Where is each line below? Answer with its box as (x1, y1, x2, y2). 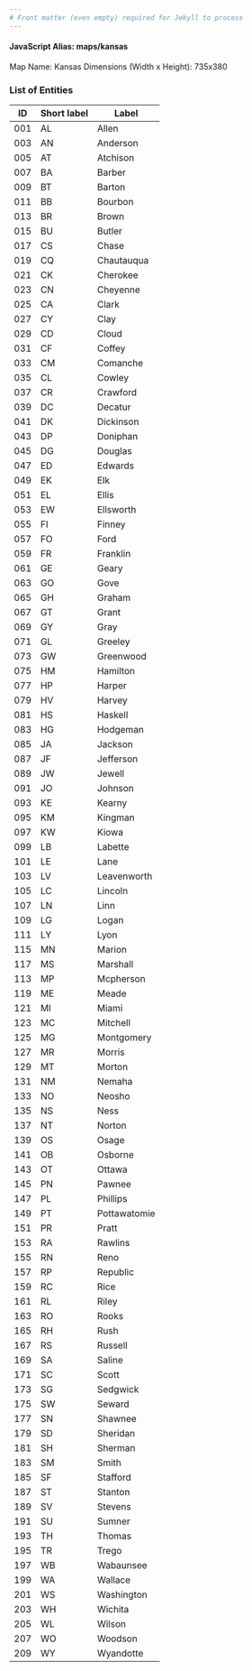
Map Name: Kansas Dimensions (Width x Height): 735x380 (9, 60, 228, 72)
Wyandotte (96, 1648, 144, 1660)
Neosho (96, 1090, 130, 1103)
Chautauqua (96, 254, 149, 267)
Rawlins (96, 1237, 130, 1250)
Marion (96, 944, 128, 956)
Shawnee (96, 1413, 137, 1426)
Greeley (96, 635, 130, 648)
